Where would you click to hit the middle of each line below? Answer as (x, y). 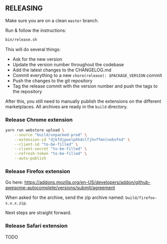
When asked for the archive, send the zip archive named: (65, 197)
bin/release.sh (21, 39)
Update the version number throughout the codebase (68, 64)
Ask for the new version (37, 59)
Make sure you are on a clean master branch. (52, 20)
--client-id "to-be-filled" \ (46, 144)
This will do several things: (33, 49)
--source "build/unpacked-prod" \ (51, 135)
